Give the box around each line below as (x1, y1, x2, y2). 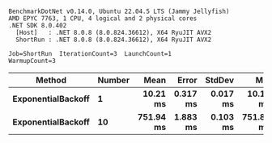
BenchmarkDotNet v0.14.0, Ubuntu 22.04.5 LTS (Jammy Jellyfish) (8, 7, 230, 15)
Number (97, 74, 130, 86)
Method (36, 74, 67, 86)
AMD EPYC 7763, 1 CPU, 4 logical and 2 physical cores (8, 15, 198, 23)
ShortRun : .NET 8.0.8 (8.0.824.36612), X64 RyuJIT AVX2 (15, 36, 212, 44)
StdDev (205, 74, 235, 86)
